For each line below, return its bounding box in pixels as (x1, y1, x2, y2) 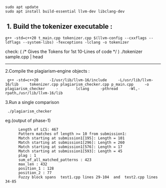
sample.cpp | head (5, 53, 43, 59)
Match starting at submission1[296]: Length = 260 (18, 140, 125, 145)
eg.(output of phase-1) (5, 117, 51, 123)
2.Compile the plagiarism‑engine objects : (5, 68, 90, 74)
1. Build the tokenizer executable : (6, 22, 113, 31)
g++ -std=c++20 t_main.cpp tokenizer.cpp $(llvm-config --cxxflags (5, 35, 147, 41)
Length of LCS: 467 (18, 127, 58, 132)
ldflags (5, 40, 21, 45)
